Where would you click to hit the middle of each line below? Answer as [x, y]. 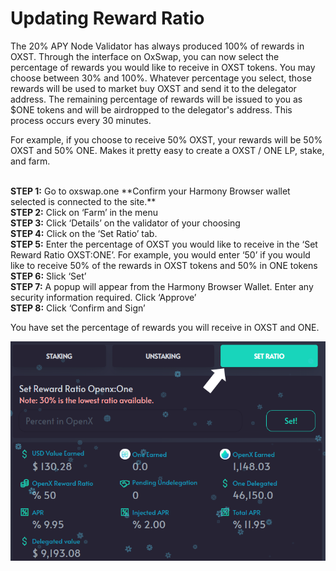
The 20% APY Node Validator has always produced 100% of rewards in [157, 46]
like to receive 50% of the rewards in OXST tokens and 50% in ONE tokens [164, 265]
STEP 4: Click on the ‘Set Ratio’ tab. [84, 233]
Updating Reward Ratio [107, 18]
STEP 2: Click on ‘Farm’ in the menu [84, 212]
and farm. [30, 161]
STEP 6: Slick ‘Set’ [48, 276]
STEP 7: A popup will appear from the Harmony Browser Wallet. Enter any [162, 286]
